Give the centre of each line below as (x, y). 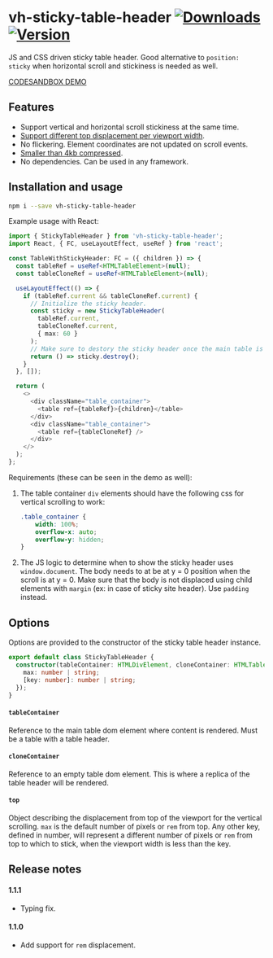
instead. (34, 597)
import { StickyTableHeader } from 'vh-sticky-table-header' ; (116, 236)
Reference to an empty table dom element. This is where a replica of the (129, 774)
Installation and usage (66, 187)
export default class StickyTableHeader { (81, 658)
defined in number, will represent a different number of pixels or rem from (131, 835)
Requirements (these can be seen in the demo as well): (100, 477)
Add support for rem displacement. (78, 945)
